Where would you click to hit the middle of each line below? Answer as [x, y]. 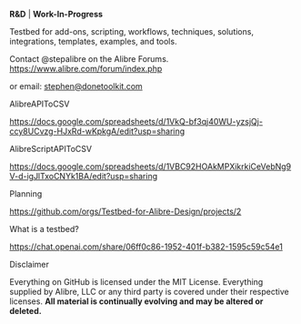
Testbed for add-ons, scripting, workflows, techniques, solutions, [132, 31]
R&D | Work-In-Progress [56, 14]
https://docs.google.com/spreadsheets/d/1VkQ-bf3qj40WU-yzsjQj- [136, 121]
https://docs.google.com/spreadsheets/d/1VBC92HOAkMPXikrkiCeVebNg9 [150, 167]
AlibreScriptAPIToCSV [51, 149]
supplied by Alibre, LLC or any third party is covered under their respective [149, 292]
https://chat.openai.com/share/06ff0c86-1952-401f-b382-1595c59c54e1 [146, 247]
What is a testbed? [45, 229]
